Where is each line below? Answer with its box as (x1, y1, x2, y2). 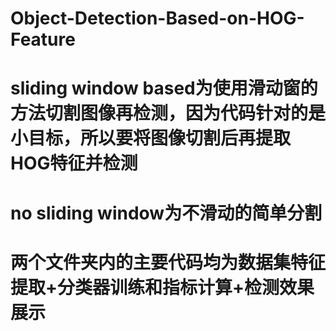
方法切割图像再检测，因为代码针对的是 (10, 102, 327, 125)
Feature (10, 28, 76, 51)
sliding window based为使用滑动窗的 (10, 77, 318, 100)
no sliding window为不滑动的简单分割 (10, 202, 323, 224)
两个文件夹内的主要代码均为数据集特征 (10, 251, 327, 274)
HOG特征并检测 (10, 152, 138, 175)
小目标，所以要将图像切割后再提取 (10, 127, 292, 150)
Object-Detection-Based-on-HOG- (10, 7, 305, 30)
